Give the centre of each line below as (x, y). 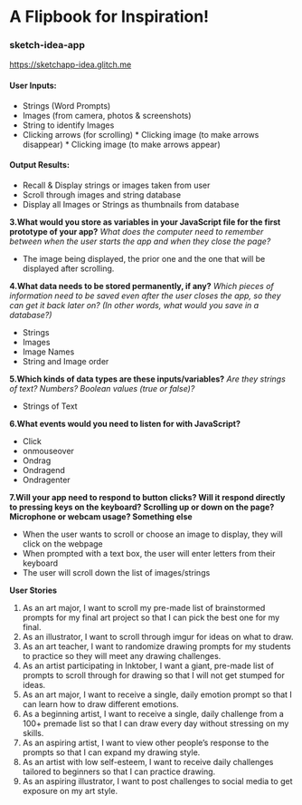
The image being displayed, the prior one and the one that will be (144, 258)
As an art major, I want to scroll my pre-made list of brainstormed (144, 607)
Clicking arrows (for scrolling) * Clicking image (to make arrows (141, 134)
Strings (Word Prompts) (66, 105)
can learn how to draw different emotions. (100, 703)
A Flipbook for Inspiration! (109, 17)
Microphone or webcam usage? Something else (101, 516)
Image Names (48, 352)
